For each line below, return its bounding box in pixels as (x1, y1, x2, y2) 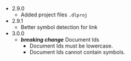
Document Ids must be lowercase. (29, 42, 113, 49)
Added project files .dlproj (20, 11, 88, 18)
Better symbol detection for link (20, 23, 98, 30)
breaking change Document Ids (20, 36, 100, 43)
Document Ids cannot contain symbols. (29, 49, 126, 55)
